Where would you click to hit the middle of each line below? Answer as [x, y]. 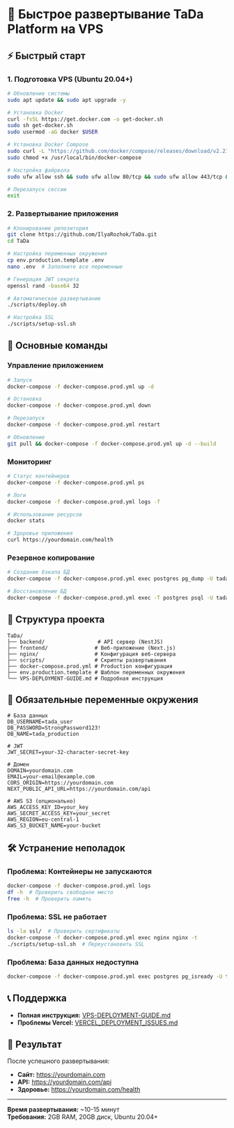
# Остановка [24, 399]
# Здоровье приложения [40, 533]
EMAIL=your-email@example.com [51, 777]
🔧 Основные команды [57, 346]
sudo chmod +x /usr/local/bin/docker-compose [74, 157]
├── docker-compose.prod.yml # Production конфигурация [90, 666]
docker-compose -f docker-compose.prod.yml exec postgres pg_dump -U [110, 579]
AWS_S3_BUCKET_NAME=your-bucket [54, 826]
